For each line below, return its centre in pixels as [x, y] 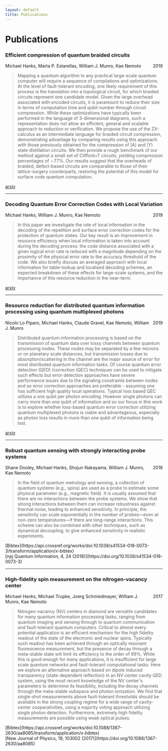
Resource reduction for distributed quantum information [75, 305]
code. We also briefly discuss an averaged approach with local [82, 262]
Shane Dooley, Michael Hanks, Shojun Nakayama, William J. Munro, [75, 467]
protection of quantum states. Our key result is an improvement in [85, 236]
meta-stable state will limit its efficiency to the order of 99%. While [86, 654]
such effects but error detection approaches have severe [76, 375]
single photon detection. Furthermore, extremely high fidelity [80, 713]
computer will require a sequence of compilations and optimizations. [88, 81]
